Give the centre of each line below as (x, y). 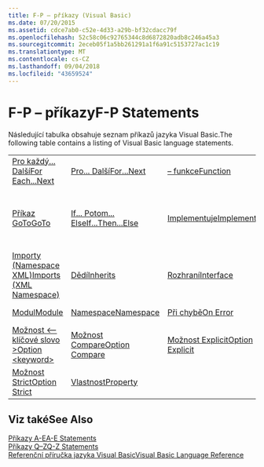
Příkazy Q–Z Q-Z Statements (53, 447)
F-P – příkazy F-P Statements (104, 113)
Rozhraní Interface (200, 275)
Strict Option (35, 381)
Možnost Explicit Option (211, 340)
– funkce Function (200, 171)
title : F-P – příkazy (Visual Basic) (70, 15)
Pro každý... (34, 161)
